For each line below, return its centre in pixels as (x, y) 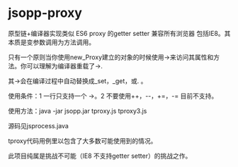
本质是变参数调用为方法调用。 (51, 42)
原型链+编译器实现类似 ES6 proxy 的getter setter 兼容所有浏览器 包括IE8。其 (119, 33)
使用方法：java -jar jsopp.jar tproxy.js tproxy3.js (78, 111)
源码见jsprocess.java (39, 125)
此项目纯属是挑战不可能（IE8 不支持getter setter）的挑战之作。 (100, 156)
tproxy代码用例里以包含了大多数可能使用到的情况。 (83, 141)
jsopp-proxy (45, 13)
